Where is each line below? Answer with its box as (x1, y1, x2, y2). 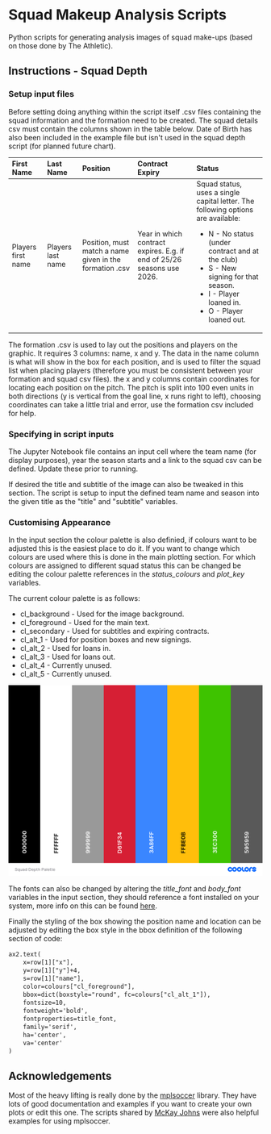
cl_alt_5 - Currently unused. (19, 669, 112, 679)
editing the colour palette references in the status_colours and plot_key (8, 569, 245, 579)
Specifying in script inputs (8, 428, 115, 440)
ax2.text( (8, 950, 42, 959)
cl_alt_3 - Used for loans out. (19, 652, 115, 662)
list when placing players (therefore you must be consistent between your (8, 365, 253, 375)
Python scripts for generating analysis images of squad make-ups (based (8, 32, 252, 42)
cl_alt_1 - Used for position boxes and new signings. (19, 635, 192, 644)
